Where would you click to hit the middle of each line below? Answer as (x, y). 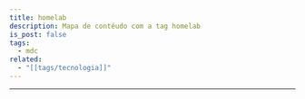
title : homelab (38, 18)
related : (26, 59)
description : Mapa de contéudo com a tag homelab (105, 26)
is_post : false (38, 34)
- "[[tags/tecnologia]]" (64, 68)
